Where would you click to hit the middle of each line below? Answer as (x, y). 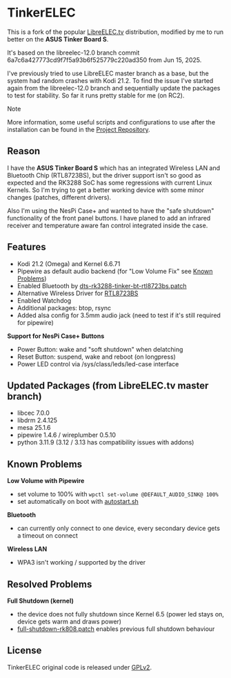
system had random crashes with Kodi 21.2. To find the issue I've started (110, 80)
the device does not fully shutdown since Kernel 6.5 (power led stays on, (120, 614)
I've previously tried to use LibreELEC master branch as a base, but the (108, 73)
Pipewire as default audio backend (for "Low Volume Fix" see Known (115, 271)
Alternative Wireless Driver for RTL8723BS (78, 293)
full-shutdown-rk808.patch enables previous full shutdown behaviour (116, 629)
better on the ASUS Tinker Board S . (58, 39)
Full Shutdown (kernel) (40, 601)
